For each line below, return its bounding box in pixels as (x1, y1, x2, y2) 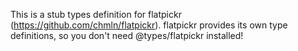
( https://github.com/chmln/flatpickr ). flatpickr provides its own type (10, 19, 288, 31)
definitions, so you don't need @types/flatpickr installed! (10, 30, 244, 41)
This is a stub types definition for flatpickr (10, 9, 182, 20)
